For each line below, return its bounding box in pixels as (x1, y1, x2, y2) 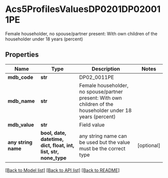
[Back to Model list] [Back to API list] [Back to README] (5, 167, 120, 173)
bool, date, (40, 129, 66, 136)
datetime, (40, 135, 64, 142)
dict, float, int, (40, 141, 74, 148)
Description (91, 65, 120, 72)
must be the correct (79, 145, 126, 152)
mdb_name (7, 97, 35, 104)
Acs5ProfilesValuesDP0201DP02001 (5, 3, 161, 15)
